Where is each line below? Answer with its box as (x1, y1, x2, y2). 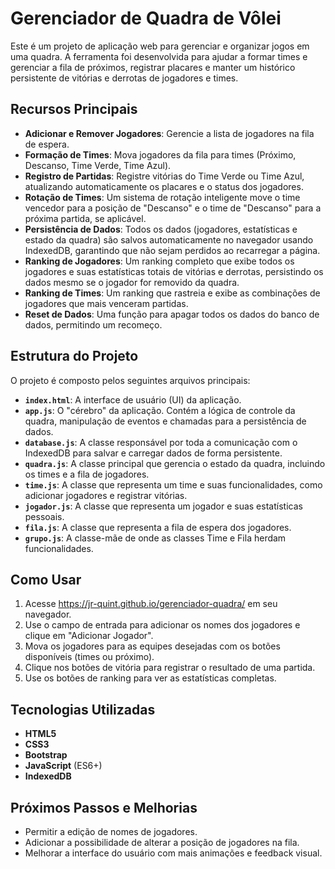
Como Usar (10, 571, 82, 588)
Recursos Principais (10, 101, 138, 118)
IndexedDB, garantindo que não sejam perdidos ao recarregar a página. (24, 244, 321, 256)
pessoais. (24, 510, 65, 522)
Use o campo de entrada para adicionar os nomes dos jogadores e (24, 619, 301, 631)
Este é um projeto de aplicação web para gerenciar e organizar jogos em (10, 40, 310, 52)
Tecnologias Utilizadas (10, 701, 156, 718)
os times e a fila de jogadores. (24, 468, 150, 480)
